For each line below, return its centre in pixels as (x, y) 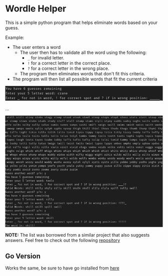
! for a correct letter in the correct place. (69, 63)
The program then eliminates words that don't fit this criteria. (82, 73)
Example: (15, 37)
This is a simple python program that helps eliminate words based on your (81, 22)
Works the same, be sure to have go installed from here (62, 268)
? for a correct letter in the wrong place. (68, 68)
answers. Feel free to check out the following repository (63, 241)
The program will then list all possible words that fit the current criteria (85, 79)
